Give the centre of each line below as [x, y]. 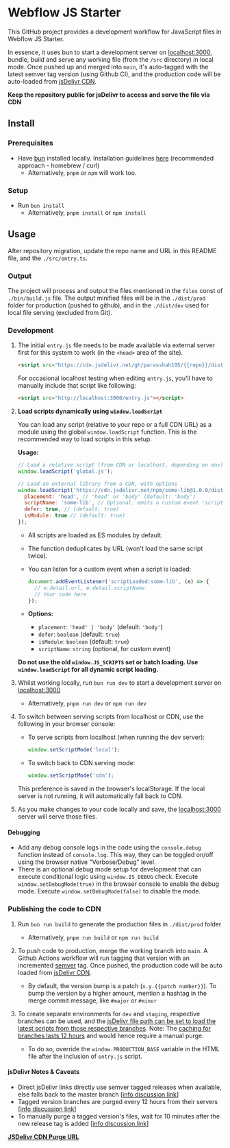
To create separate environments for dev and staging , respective [109, 1014]
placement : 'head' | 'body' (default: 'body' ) [101, 627]
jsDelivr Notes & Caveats [44, 1072]
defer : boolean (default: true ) [79, 634]
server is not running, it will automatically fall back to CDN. [100, 796]
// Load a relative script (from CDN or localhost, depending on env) [120, 465]
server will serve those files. [57, 817]
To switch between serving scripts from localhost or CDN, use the [111, 717]
